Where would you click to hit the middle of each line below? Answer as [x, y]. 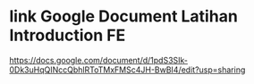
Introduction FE [68, 35]
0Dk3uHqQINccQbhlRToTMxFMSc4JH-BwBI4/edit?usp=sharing [127, 70]
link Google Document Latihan [124, 17]
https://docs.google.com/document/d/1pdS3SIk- [99, 60]
